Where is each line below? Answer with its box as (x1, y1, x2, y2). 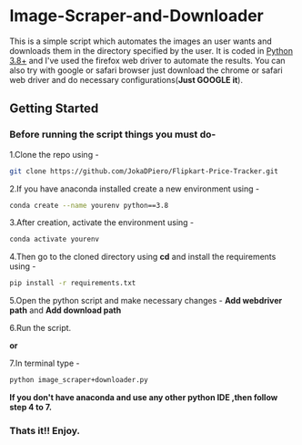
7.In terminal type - (9, 357, 80, 369)
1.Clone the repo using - (9, 149, 99, 160)
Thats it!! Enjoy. (9, 424, 80, 437)
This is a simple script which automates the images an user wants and (9, 36, 273, 47)
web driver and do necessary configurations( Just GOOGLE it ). (9, 74, 244, 85)
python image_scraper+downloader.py (9, 376, 148, 385)
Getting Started (9, 101, 99, 117)
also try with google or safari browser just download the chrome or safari (9, 65, 284, 76)
